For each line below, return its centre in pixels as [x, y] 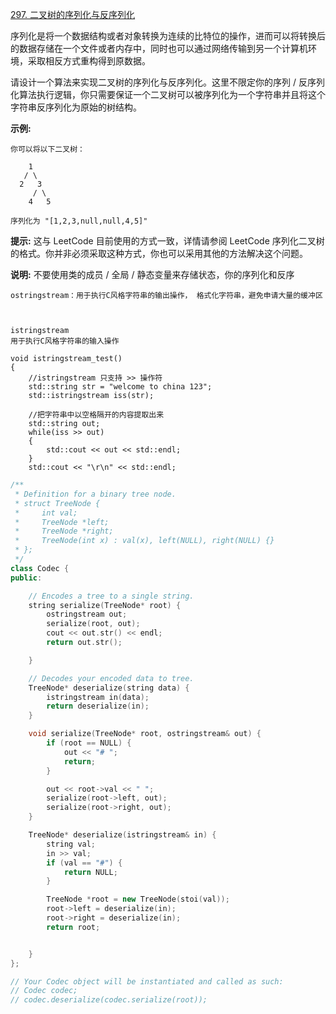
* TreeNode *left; [62, 522]
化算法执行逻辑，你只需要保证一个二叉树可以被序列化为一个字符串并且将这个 [168, 94]
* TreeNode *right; [64, 531]
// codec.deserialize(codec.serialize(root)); [109, 1000]
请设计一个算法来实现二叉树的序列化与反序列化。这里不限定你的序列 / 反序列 [167, 82]
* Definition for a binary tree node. [95, 494]
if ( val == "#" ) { [84, 863]
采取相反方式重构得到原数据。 [89, 61]
